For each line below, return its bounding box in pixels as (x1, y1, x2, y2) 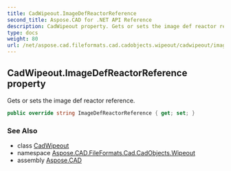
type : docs (7, 29, 38, 36)
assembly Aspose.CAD (16, 156, 82, 164)
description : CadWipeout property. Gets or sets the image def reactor (7, 23, 217, 30)
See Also (7, 126, 38, 135)
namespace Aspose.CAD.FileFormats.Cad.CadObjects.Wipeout (16, 148, 196, 157)
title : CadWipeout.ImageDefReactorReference (7, 10, 137, 17)
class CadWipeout (16, 141, 69, 150)
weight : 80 (7, 36, 38, 43)
